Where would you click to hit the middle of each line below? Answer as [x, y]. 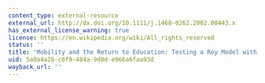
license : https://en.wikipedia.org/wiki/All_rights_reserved [111, 38]
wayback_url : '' [35, 67]
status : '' [26, 45]
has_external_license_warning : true [69, 30]
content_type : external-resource [63, 15]
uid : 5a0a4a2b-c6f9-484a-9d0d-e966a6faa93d [81, 60]
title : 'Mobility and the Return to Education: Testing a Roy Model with [133, 52]
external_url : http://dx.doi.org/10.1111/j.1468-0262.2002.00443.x [122, 23]
